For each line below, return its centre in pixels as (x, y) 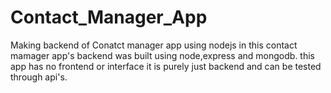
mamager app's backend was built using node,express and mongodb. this (162, 55)
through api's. (39, 77)
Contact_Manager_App (109, 17)
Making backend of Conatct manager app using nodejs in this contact (154, 45)
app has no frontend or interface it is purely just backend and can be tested (166, 66)
